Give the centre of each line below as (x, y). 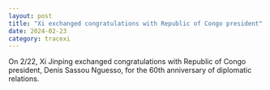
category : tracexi (39, 39)
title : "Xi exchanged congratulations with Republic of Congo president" (136, 24)
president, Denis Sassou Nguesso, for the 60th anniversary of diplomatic (130, 71)
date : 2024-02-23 (38, 31)
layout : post (30, 16)
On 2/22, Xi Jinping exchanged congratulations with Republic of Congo (127, 62)
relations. (24, 79)
